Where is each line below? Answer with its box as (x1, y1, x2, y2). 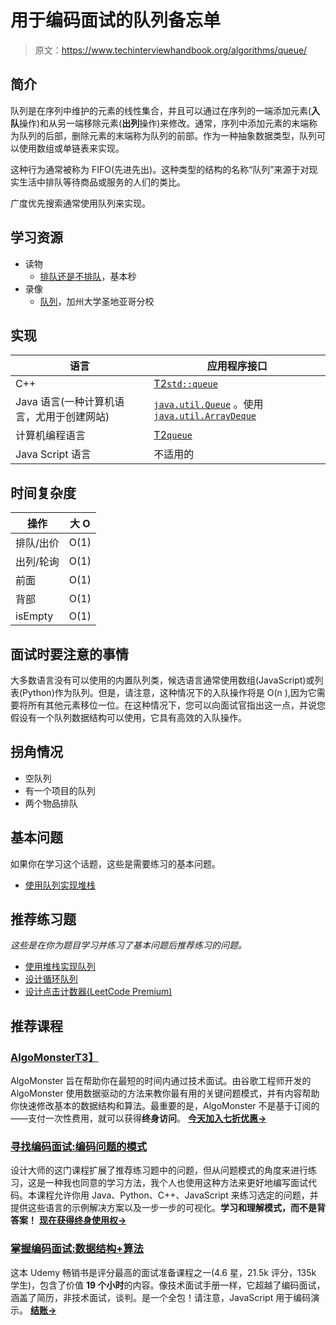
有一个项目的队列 (24, 784, 96, 796)
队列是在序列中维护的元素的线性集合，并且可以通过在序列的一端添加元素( (10, 104, 312, 116)
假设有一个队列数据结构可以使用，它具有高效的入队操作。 (10, 712, 247, 723)
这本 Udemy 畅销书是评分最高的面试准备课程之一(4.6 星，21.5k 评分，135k (10, 1266, 317, 1278)
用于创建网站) (45, 410, 110, 424)
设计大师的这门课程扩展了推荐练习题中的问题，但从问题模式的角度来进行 (10, 1164, 308, 1176)
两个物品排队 (24, 797, 78, 809)
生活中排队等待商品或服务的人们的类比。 (18, 176, 186, 188)
